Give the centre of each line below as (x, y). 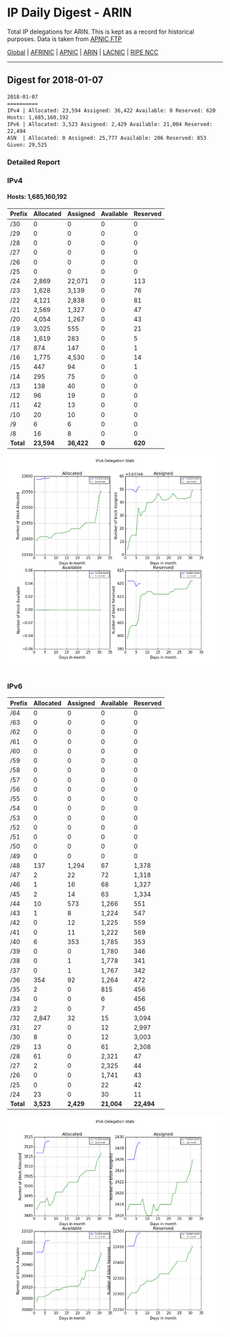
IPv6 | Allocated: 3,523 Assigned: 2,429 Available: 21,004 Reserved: (110, 124)
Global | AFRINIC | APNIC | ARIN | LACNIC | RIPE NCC (83, 52)
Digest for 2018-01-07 (55, 80)
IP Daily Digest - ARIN (69, 13)
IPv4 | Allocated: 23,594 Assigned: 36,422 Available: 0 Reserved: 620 (111, 110)
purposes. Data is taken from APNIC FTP (64, 38)
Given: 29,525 (27, 145)
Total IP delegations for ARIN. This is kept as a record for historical (101, 32)
